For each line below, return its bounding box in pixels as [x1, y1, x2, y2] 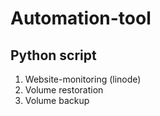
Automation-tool [10, 7, 152, 30]
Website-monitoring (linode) [24, 73, 142, 85]
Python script [10, 47, 97, 64]
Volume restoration [24, 84, 104, 96]
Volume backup [24, 95, 90, 106]
